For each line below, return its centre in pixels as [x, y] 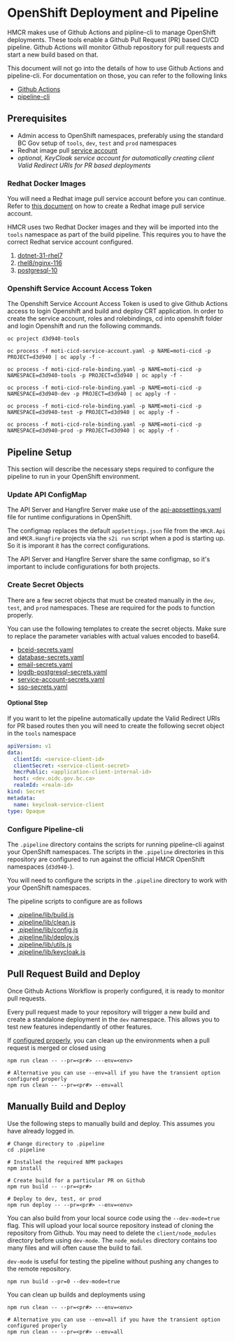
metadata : [22, 798]
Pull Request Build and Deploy [74, 974]
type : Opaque [26, 811]
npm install [24, 1168]
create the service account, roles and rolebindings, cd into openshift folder [115, 319]
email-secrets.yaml [45, 664]
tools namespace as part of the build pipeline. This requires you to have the [117, 235]
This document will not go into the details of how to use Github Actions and [115, 68]
